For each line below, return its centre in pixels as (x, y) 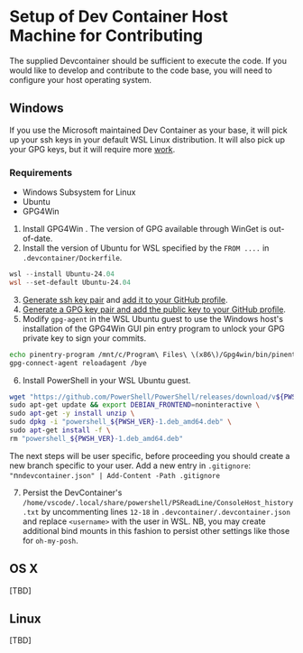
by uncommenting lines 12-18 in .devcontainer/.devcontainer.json (166, 511)
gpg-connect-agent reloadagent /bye (78, 363)
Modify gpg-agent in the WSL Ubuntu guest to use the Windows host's (153, 318)
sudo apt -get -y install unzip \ (72, 414)
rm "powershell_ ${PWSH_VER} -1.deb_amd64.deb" (96, 438)
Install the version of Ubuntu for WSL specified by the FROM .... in (146, 248)
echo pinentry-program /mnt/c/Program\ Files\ (98, 354)
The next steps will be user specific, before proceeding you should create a (150, 455)
